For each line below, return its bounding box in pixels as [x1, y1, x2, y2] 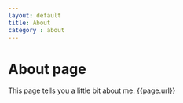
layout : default [8, 11, 61, 20]
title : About [8, 19, 51, 27]
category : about [8, 26, 65, 34]
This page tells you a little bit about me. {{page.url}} [8, 86, 176, 95]
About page [8, 60, 86, 78]
